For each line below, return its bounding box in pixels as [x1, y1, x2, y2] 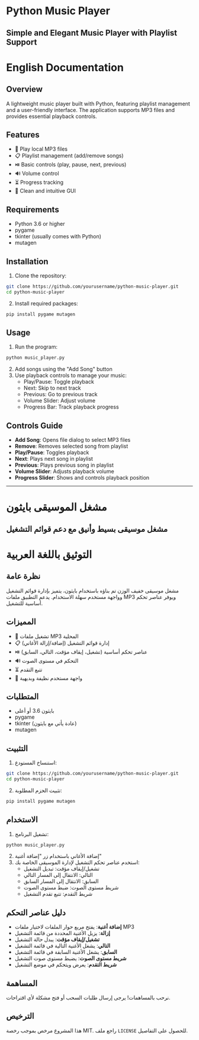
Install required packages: [14, 299, 78, 307]
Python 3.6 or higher [14, 221, 65, 228]
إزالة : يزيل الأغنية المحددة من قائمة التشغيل [14, 930, 111, 937]
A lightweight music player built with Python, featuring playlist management [6, 100, 191, 107]
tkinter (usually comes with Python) [14, 233, 102, 240]
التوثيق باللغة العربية [6, 547, 92, 561]
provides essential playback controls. [6, 113, 97, 120]
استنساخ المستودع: [14, 759, 57, 766]
